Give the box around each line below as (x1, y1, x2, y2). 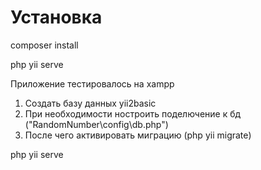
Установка (10, 6, 103, 29)
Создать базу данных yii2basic (24, 97, 157, 109)
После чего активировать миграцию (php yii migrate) (24, 129, 252, 141)
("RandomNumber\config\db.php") (24, 118, 169, 130)
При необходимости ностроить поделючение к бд (24, 107, 242, 120)
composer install (10, 39, 79, 51)
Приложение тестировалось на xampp (10, 77, 175, 90)
